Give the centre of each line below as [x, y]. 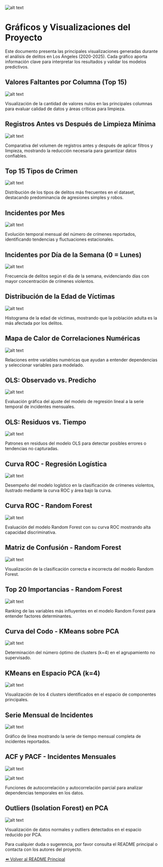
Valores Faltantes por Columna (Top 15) [66, 82]
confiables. [16, 156]
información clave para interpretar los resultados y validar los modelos [76, 62]
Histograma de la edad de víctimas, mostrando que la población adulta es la [81, 318]
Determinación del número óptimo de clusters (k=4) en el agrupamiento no [80, 653]
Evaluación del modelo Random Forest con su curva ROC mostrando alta [78, 527]
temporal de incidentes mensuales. [40, 407]
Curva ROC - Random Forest [49, 506]
